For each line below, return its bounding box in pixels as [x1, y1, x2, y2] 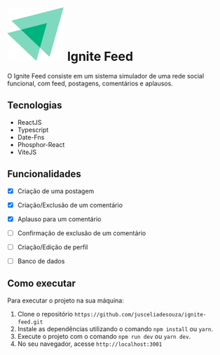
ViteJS [17, 148, 37, 156]
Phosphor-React [17, 140, 65, 148]
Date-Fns [17, 133, 45, 141]
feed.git [17, 319, 43, 326]
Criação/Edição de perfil [17, 242, 88, 251]
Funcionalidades [7, 168, 82, 180]
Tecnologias [7, 99, 62, 111]
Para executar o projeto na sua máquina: [7, 296, 124, 305]
